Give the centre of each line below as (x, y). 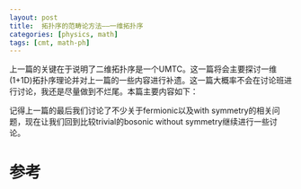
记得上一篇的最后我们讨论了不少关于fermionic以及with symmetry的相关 (141, 111)
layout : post (34, 17)
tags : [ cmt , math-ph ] (50, 43)
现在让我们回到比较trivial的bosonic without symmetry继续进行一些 (147, 122)
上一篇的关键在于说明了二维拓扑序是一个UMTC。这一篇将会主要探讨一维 (143, 69)
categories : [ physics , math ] (64, 34)
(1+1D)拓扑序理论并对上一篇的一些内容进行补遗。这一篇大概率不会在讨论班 (147, 81)
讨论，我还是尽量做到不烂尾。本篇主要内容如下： (107, 91)
